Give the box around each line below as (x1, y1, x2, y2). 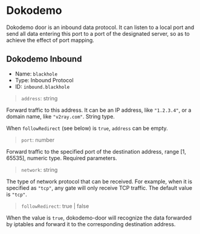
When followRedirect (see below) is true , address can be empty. (6, 125, 168, 132)
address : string (21, 94, 58, 102)
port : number (21, 136, 55, 143)
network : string (21, 166, 58, 173)
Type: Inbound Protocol (15, 76, 74, 83)
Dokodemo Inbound (6, 54, 82, 64)
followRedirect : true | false (21, 202, 89, 209)
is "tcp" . (6, 190, 27, 198)
